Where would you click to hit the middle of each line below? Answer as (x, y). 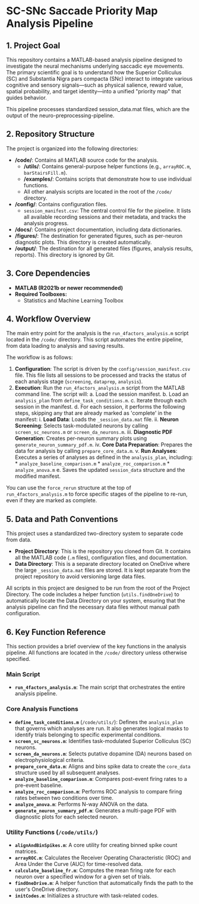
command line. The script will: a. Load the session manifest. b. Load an (102, 394)
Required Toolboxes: (41, 294)
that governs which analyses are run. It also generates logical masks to (102, 728)
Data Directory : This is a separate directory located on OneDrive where (102, 564)
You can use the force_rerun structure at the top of (69, 488)
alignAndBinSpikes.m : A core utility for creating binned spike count (96, 845)
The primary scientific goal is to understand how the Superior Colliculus (94, 72)
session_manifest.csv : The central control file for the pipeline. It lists (107, 210)
